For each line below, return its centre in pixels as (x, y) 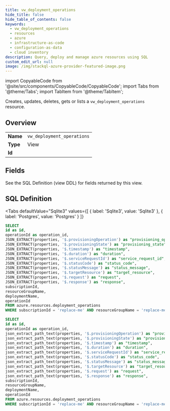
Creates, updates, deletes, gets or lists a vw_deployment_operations (75, 101)
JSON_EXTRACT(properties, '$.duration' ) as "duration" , (65, 254)
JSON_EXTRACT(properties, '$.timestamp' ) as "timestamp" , (68, 249)
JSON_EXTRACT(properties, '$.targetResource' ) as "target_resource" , (80, 273)
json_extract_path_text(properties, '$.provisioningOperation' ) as (78, 334)
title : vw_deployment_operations (40, 10)
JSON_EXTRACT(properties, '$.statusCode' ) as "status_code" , (71, 263)
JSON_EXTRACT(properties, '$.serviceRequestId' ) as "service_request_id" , (86, 259)
